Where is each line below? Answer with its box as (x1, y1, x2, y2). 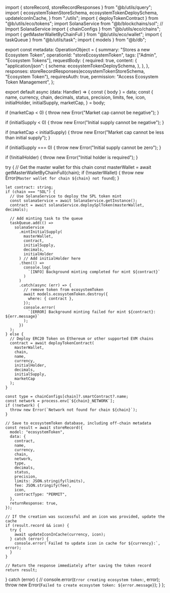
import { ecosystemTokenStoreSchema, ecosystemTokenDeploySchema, (5, 10, 158, 16)
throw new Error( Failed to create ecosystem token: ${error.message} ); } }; (5, 582, 165, 588)
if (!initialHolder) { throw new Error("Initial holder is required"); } (5, 155, 138, 160)
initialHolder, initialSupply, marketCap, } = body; (5, 100, 106, 106)
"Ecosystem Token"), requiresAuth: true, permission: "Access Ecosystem (5, 74, 159, 79)
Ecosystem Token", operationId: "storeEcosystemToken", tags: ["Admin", (5, 52, 157, 58)
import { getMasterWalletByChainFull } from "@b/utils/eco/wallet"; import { (5, 32, 162, 37)
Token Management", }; (5, 79, 55, 85)
